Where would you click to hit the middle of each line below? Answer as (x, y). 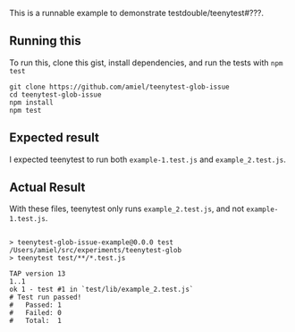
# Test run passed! (46, 298)
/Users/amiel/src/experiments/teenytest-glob (95, 251)
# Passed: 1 (36, 305)
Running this (46, 41)
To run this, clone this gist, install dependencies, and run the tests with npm (146, 63)
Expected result (55, 138)
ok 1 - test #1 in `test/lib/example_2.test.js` (101, 290)
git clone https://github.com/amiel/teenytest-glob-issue (119, 87)
